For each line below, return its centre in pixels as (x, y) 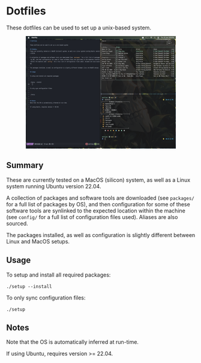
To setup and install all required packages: (58, 275)
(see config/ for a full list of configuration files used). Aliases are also (92, 217)
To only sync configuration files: (46, 298)
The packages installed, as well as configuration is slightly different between (101, 235)
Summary (25, 165)
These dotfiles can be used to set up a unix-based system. (79, 28)
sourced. (17, 223)
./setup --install (29, 286)
